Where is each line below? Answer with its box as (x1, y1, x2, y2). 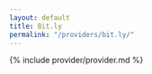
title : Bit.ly (9, 22, 63, 31)
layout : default (9, 13, 70, 23)
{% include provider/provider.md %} (9, 55, 144, 66)
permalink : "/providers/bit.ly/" (9, 30, 135, 39)
